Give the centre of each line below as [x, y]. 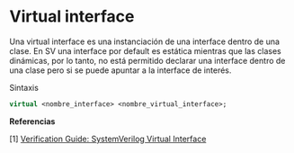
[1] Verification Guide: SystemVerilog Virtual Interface [108, 139]
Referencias [32, 121]
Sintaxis [24, 87]
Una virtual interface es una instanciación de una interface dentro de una [145, 41]
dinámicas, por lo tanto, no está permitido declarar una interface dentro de [147, 60]
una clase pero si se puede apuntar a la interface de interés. [120, 70]
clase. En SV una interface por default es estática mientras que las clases [145, 50]
